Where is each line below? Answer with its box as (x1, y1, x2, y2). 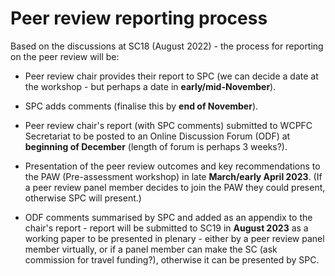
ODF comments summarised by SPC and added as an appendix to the (24, 211, 313, 223)
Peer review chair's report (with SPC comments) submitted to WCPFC (24, 119, 313, 131)
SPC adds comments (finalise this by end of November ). (24, 100, 259, 112)
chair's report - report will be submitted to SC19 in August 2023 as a (24, 222, 309, 234)
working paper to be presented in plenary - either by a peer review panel (24, 232, 325, 244)
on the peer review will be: (10, 50, 120, 62)
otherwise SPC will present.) (24, 192, 142, 204)
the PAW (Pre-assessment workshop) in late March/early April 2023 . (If (24, 170, 323, 182)
